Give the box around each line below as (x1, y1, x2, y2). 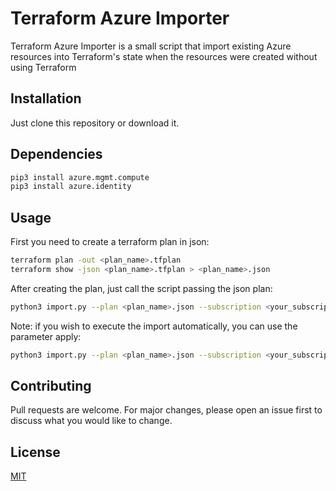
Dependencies (10, 146, 103, 163)
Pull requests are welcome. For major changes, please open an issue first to (10, 404, 323, 416)
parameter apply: (10, 330, 82, 342)
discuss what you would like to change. (10, 415, 173, 427)
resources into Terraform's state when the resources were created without (10, 50, 318, 62)
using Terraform (10, 61, 77, 73)
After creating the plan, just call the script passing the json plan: (10, 282, 273, 294)
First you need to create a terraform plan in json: (10, 236, 210, 248)
